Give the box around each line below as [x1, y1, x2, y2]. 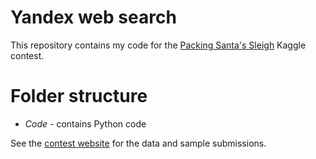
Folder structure [10, 85, 148, 108]
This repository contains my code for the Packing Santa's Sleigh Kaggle [10, 39, 307, 51]
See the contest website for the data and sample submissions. [10, 137, 267, 149]
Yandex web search [10, 6, 177, 29]
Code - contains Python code [24, 117, 147, 130]
